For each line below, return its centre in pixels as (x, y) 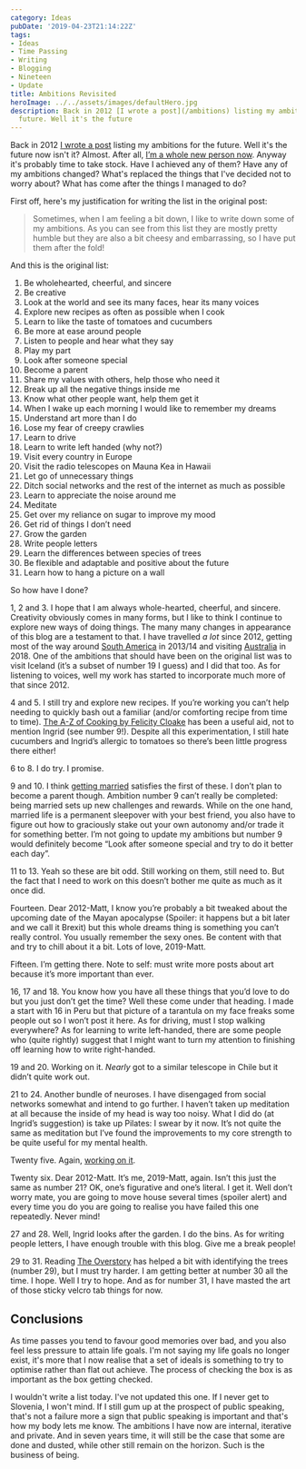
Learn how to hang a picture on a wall (94, 572)
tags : (20, 35)
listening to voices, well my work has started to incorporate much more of (148, 675)
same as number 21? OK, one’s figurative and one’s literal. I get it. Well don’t (152, 1187)
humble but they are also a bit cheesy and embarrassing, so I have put (164, 238)
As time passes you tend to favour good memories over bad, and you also (148, 1340)
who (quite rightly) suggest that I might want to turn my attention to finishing (153, 1040)
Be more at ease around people (82, 332)
